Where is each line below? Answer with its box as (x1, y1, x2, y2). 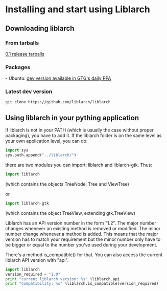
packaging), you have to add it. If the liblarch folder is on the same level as (5, 132, 162, 139)
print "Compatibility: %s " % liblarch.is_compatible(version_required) (5, 281, 159, 286)
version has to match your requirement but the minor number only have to (5, 236, 161, 242)
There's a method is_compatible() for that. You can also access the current (5, 252, 162, 258)
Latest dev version (5, 88, 53, 95)
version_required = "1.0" (5, 272, 60, 277)
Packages (5, 63, 31, 71)
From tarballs (5, 39, 39, 47)
